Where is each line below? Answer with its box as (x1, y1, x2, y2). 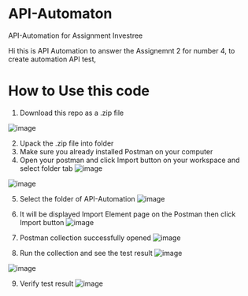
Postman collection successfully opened (19, 233, 152, 242)
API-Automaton (8, 5, 113, 23)
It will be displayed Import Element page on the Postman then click (19, 209, 236, 219)
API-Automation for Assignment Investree (8, 31, 143, 40)
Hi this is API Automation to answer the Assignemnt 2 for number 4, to (8, 46, 235, 55)
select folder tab (19, 163, 73, 173)
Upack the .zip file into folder (19, 139, 114, 148)
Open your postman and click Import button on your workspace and (19, 155, 240, 165)
